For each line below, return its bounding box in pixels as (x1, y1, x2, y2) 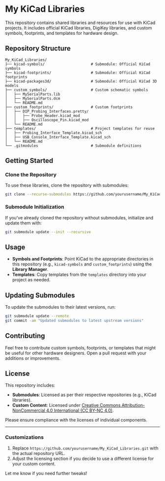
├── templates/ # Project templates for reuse (5, 126, 155, 131)
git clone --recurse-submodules (5, 192, 71, 197)
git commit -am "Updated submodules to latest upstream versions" (5, 318, 144, 323)
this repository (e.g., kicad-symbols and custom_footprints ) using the (12, 261, 152, 267)
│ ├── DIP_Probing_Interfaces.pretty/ (5, 109, 89, 114)
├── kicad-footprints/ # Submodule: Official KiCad (5, 70, 151, 75)
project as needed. (12, 277, 51, 283)
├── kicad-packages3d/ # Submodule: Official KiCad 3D (5, 79, 157, 84)
